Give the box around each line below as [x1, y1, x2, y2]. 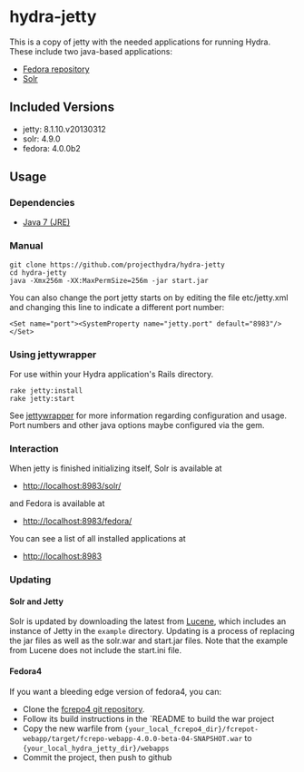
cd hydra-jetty [9, 268, 67, 278]
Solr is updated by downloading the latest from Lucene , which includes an [9, 616, 287, 627]
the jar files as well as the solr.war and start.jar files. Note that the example [9, 635, 289, 646]
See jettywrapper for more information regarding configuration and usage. [9, 410, 288, 421]
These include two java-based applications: [9, 45, 172, 56]
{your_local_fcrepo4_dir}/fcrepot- [123, 724, 259, 734]
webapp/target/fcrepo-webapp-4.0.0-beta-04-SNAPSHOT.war [22, 734, 243, 743]
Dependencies [9, 197, 75, 210]
